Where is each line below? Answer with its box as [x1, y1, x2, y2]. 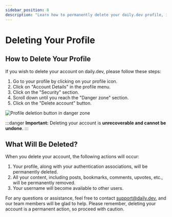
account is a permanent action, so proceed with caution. [5, 206, 124, 212]
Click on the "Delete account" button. [12, 100, 92, 106]
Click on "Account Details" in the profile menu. [12, 83, 111, 90]
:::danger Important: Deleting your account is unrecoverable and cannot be [5, 120, 166, 126]
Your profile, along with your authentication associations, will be [12, 163, 148, 169]
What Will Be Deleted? [5, 140, 78, 148]
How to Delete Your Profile [5, 55, 91, 63]
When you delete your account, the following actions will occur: [5, 154, 140, 160]
